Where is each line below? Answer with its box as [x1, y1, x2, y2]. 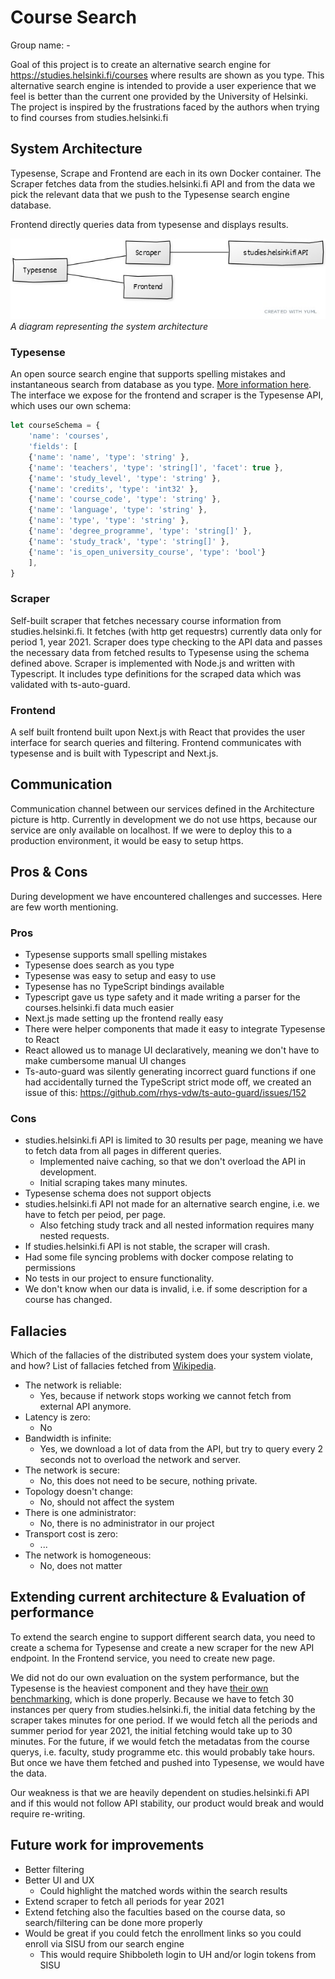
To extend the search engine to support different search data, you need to [10, 1631, 316, 1643]
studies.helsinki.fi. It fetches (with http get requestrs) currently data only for [10, 625, 323, 637]
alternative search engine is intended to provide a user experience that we [10, 79, 317, 91]
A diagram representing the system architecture [10, 320, 208, 332]
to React [24, 1033, 60, 1045]
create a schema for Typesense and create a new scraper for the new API [10, 1641, 315, 1653]
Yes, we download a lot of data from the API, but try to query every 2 [39, 1443, 323, 1455]
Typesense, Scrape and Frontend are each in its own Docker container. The [10, 167, 322, 179]
